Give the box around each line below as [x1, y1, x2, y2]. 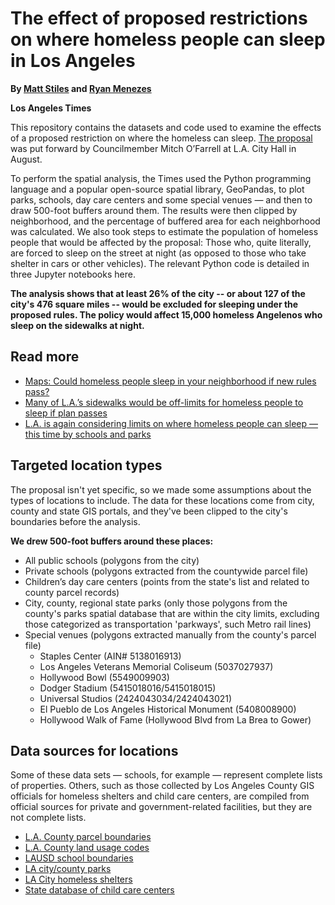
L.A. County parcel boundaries [24, 831, 152, 843]
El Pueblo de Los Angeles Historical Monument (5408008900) [39, 703, 297, 715]
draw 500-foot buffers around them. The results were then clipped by [10, 204, 298, 216]
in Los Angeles [10, 50, 136, 72]
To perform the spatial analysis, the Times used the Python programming [10, 172, 312, 184]
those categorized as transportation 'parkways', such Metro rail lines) [24, 618, 312, 630]
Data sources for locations [10, 742, 179, 759]
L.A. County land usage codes [24, 842, 150, 854]
